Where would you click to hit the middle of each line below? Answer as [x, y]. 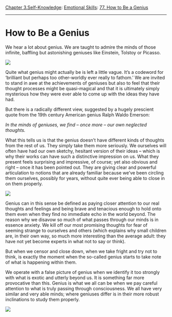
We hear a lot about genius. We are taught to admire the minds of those [81, 47]
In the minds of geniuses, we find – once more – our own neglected [76, 125]
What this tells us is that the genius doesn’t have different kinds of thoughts [85, 140]
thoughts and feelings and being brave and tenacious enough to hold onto [83, 209]
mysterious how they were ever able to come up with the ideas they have [82, 94]
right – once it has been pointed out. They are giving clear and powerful [81, 167]
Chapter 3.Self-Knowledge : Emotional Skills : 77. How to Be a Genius [77, 7]
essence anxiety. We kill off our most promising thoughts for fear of [76, 225]
